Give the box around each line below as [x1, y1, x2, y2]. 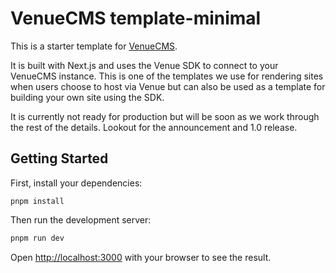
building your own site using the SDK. [10, 91, 165, 103]
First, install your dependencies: [10, 177, 143, 189]
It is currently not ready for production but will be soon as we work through [10, 110, 320, 122]
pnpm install [10, 196, 65, 206]
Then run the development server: [10, 213, 152, 226]
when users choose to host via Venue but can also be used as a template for [10, 80, 326, 92]
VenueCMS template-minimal [10, 7, 262, 30]
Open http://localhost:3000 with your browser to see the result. [10, 251, 272, 263]
